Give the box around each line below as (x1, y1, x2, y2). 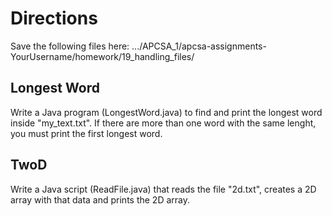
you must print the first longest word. (10, 127, 163, 139)
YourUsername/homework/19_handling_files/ (10, 50, 195, 62)
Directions (10, 7, 98, 30)
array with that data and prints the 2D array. (10, 193, 190, 206)
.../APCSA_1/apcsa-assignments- (131, 40, 267, 52)
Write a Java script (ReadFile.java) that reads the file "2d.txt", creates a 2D (10, 183, 317, 195)
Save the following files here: (10, 40, 130, 52)
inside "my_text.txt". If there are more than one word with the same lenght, (10, 117, 317, 129)
